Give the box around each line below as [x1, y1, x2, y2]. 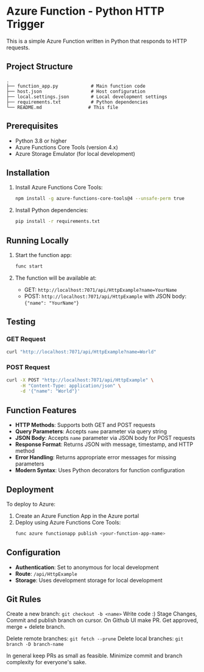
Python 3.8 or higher [15, 137, 67, 144]
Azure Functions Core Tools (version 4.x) [15, 143, 118, 150]
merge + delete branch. [6, 623, 66, 631]
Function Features [6, 405, 77, 416]
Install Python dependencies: [15, 207, 88, 214]
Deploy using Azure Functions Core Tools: [15, 518, 121, 526]
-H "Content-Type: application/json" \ [19, 383, 121, 389]
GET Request [6, 335, 46, 344]
